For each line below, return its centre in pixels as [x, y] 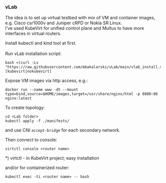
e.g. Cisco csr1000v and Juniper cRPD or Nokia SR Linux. [64, 23]
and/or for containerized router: [37, 168]
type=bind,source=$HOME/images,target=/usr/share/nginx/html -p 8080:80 [82, 94]
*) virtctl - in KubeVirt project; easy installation [52, 158]
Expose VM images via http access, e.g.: [46, 81]
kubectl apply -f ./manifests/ [37, 121]
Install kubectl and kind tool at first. [41, 43]
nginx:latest [19, 98]
